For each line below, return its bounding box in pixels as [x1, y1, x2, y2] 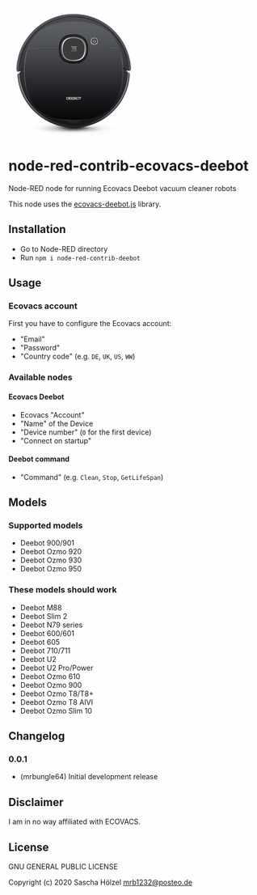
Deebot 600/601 [19, 628, 75, 638]
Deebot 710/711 [19, 646, 71, 655]
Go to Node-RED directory [19, 244, 108, 253]
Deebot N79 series [19, 620, 83, 630]
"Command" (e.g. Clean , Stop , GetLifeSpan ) [19, 472, 164, 481]
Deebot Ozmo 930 [19, 555, 82, 565]
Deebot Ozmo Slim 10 [19, 706, 93, 715]
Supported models [8, 520, 83, 532]
